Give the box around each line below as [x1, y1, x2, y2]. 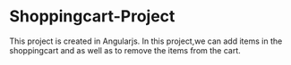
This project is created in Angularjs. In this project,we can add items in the [9, 36, 283, 46]
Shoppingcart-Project [9, 6, 175, 27]
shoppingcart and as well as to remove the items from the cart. [9, 45, 242, 55]
